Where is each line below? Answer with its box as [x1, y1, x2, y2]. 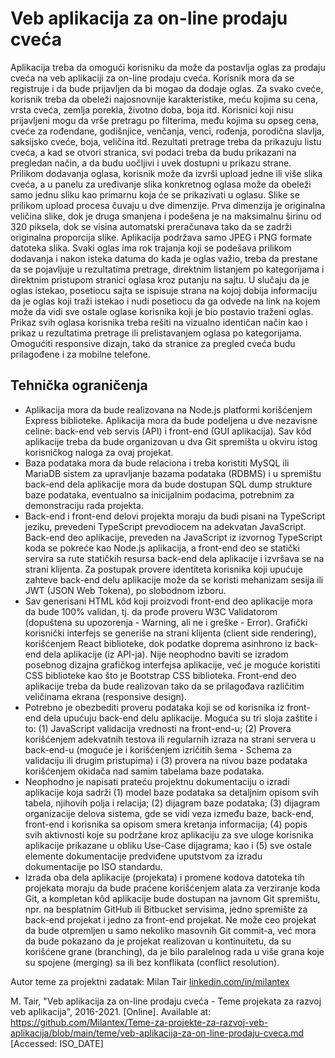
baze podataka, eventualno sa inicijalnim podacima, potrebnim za [24, 488, 295, 501]
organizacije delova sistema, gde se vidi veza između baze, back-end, [24, 807, 315, 819]
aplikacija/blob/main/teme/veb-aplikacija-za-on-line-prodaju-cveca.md [10, 1027, 305, 1039]
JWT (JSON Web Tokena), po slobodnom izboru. [24, 584, 227, 596]
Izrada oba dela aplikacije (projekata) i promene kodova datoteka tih [24, 871, 305, 883]
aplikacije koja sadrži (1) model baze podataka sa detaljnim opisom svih [24, 786, 320, 798]
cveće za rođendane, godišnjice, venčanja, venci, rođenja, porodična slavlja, [10, 125, 325, 137]
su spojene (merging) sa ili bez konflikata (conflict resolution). [24, 956, 280, 968]
